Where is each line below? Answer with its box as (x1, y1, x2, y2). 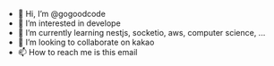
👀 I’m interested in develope (17, 18, 121, 29)
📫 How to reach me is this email (17, 47, 138, 57)
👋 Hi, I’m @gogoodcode (17, 9, 106, 19)
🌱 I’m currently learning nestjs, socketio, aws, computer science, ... (17, 28, 266, 37)
